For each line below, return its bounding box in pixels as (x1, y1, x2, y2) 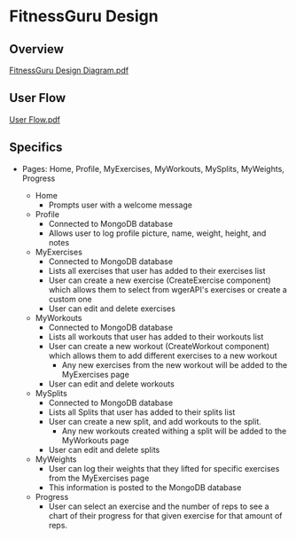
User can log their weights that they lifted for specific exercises (48, 463, 280, 473)
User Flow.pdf (9, 113, 60, 125)
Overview (9, 42, 65, 57)
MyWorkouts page (61, 434, 129, 445)
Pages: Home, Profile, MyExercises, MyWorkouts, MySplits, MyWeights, (21, 163, 285, 174)
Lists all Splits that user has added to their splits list (48, 406, 236, 418)
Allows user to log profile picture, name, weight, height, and (48, 228, 267, 238)
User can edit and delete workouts (48, 379, 175, 389)
